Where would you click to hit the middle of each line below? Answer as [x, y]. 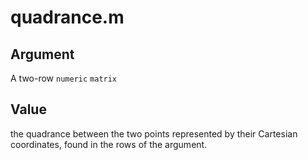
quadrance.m [67, 17]
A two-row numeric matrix [64, 78]
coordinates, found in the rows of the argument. [109, 144]
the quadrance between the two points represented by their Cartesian [154, 133]
